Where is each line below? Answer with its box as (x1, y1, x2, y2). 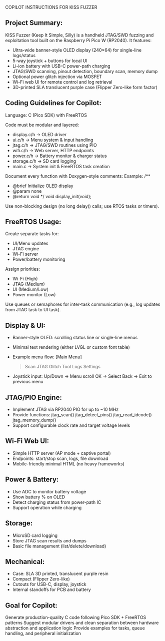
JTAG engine (12, 246, 39, 252)
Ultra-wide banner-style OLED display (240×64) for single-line (12, 47, 141, 53)
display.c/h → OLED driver (12, 131, 67, 137)
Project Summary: (5, 19, 63, 27)
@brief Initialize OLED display (12, 183, 73, 189)
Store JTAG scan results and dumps (12, 537, 86, 543)
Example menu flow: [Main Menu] (12, 354, 82, 360)
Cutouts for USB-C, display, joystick (12, 581, 86, 587)
